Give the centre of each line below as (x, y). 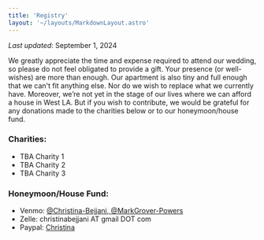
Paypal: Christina (47, 227)
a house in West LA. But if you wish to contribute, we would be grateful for (129, 102)
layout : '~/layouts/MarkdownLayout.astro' (79, 23)
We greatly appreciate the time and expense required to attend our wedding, (132, 61)
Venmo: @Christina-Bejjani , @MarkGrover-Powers (101, 211)
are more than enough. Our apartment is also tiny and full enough (141, 77)
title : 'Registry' (38, 15)
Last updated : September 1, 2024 (63, 45)
